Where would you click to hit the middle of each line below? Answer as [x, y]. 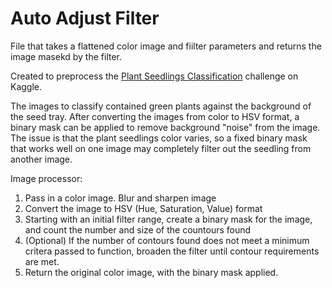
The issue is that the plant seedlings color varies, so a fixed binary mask [159, 138]
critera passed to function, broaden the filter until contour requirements [172, 251]
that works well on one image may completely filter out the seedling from [161, 148]
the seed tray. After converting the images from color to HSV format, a [155, 116]
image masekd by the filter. [66, 56]
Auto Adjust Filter [85, 18]
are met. [42, 261]
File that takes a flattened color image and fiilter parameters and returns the [166, 46]
